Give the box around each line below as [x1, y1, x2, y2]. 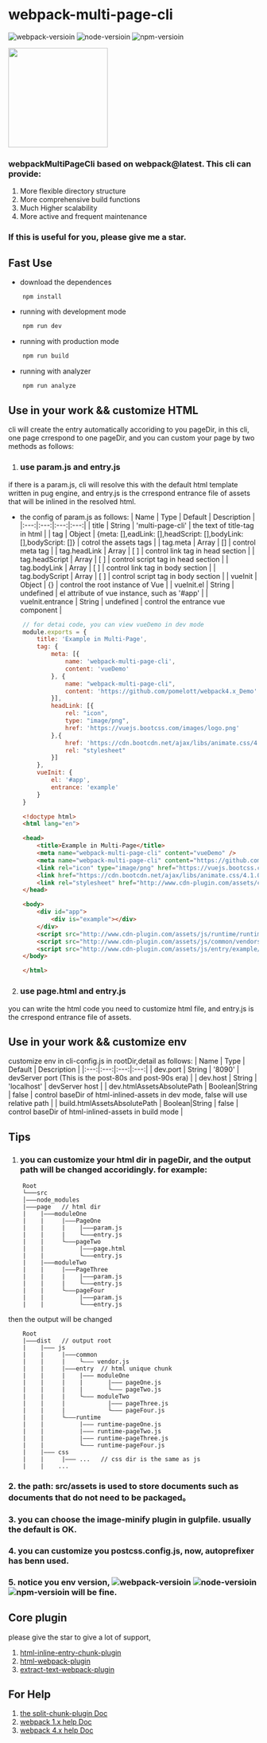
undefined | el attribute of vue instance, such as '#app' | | [19, 588, 208, 598]
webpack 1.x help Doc [19, 1718, 93, 1727]
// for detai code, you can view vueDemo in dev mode [22, 620, 204, 628]
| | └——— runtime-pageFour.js [22, 1441, 165, 1449]
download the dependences [19, 277, 112, 287]
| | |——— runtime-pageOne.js [22, 1421, 161, 1428]
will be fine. [71, 1586, 118, 1597]
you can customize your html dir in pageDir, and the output [19, 1154, 252, 1165]
